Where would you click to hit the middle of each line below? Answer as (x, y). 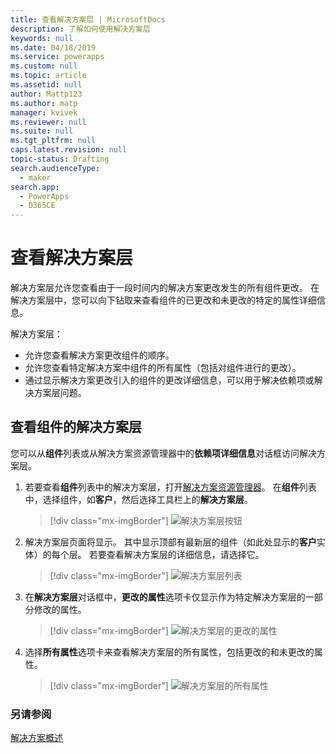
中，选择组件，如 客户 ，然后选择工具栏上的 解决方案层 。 (138, 499)
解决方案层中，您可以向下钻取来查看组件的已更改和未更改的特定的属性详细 (163, 300)
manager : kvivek (44, 112)
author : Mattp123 (46, 94)
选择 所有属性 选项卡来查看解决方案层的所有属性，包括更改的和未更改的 (169, 652)
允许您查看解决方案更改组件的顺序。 (99, 355)
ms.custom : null (44, 66)
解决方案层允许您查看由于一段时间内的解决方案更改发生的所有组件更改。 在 (165, 288)
